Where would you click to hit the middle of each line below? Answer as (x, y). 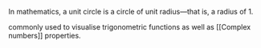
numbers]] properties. (45, 36)
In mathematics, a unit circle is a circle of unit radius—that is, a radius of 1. (131, 12)
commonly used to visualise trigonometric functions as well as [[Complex (130, 27)
